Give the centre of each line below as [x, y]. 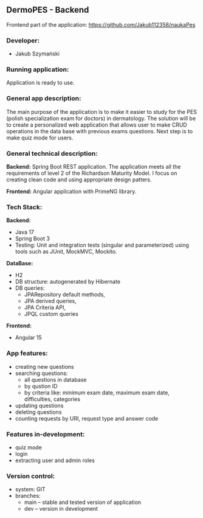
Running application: [38, 69]
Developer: [23, 40]
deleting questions [38, 412]
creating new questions [44, 366]
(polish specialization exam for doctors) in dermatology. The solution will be [101, 118]
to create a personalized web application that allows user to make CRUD [97, 125]
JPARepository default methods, [64, 295]
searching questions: [41, 373]
